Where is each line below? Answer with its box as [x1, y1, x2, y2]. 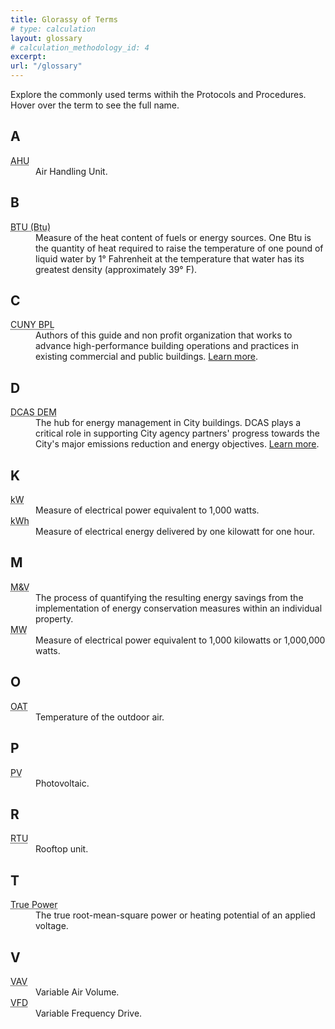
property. [35, 612, 74, 625]
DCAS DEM [10, 406, 57, 418]
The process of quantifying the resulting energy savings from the [35, 591, 304, 603]
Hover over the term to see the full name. [10, 99, 180, 111]
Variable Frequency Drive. [35, 1007, 143, 1019]
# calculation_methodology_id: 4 [10, 42, 150, 53]
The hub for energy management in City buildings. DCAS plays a [35, 417, 302, 429]
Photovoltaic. [35, 777, 90, 789]
